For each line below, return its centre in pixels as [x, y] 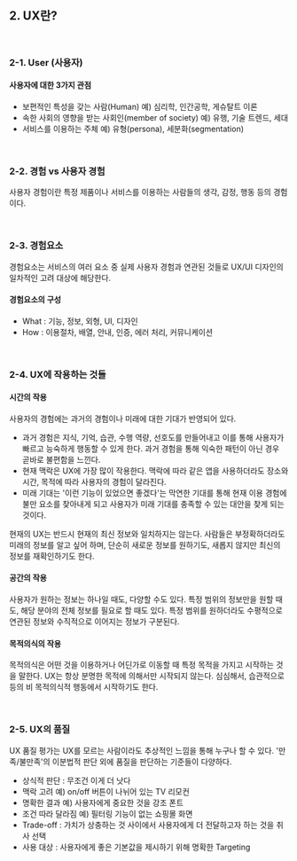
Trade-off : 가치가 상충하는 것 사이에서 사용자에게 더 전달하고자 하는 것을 [148, 825]
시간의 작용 [28, 397]
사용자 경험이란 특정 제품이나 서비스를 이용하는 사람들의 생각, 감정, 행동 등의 [141, 192]
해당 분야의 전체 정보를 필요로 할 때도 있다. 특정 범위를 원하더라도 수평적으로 [152, 611]
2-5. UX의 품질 [40, 730]
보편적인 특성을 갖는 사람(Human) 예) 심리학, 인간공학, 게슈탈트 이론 [140, 106]
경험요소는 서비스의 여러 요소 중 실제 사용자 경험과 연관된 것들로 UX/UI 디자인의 [146, 266]
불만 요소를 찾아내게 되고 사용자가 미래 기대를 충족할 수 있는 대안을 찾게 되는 [153, 504]
